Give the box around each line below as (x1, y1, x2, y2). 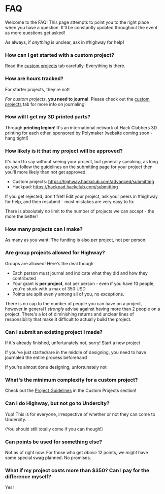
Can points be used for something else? (5, 438, 102, 445)
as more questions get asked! (5, 30, 65, 35)
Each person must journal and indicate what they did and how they (12, 270, 148, 276)
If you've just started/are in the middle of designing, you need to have (5, 350, 146, 355)
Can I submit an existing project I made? (5, 328, 103, 335)
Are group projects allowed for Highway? (5, 249, 105, 256)
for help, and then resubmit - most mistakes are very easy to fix (5, 199, 134, 205)
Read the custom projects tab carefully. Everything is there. (5, 63, 126, 69)
